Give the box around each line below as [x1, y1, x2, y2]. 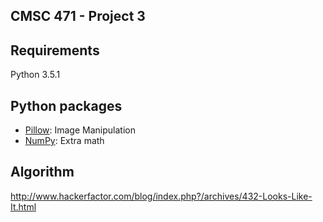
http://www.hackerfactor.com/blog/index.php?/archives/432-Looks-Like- [10, 190, 313, 202]
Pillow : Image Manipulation [24, 124, 136, 136]
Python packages [10, 97, 123, 114]
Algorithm [10, 164, 75, 181]
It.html [10, 200, 37, 213]
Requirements [10, 42, 100, 59]
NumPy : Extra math [24, 135, 105, 147]
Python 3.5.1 [10, 69, 61, 81]
